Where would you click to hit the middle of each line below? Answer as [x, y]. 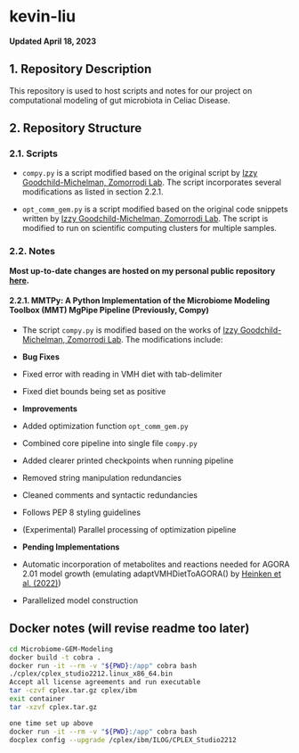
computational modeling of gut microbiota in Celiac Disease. [120, 100]
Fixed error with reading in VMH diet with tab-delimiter [122, 374]
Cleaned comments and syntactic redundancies [110, 495]
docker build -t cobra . [55, 658]
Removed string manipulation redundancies [102, 477]
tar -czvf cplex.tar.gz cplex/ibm [73, 691]
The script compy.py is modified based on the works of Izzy [130, 330]
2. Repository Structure [76, 128]
